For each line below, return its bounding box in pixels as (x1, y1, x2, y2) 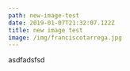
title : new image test (8, 26, 83, 34)
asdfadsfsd (8, 55, 45, 65)
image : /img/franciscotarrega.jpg (8, 33, 123, 42)
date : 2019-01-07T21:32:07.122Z (8, 19, 115, 27)
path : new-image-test (8, 11, 80, 20)
